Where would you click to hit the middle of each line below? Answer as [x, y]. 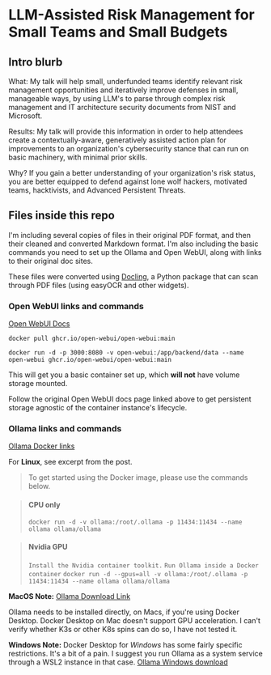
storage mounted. [38, 384]
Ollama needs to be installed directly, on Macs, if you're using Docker [124, 612]
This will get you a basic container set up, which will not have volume [124, 375]
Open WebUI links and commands [76, 306]
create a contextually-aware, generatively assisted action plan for [117, 140]
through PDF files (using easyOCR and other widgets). [99, 285]
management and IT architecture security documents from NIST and [122, 107]
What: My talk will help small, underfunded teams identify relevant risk [125, 81]
